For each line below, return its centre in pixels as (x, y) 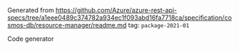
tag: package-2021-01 (159, 25)
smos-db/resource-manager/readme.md (67, 25)
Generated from (31, 10)
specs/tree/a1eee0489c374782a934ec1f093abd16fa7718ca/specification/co (119, 18)
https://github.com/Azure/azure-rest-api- (116, 10)
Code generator (31, 39)
